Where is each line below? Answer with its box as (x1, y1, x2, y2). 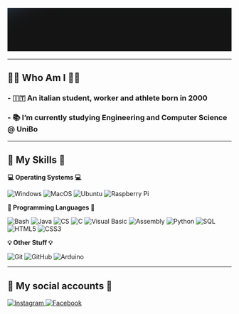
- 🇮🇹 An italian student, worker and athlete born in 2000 (7, 93, 208, 103)
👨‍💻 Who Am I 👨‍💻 (7, 72, 80, 84)
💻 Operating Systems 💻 (7, 173, 82, 182)
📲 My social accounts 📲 (7, 280, 112, 292)
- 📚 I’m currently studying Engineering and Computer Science (7, 113, 228, 123)
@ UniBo (7, 124, 38, 134)
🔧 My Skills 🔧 (7, 153, 65, 166)
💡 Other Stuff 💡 (7, 239, 53, 247)
